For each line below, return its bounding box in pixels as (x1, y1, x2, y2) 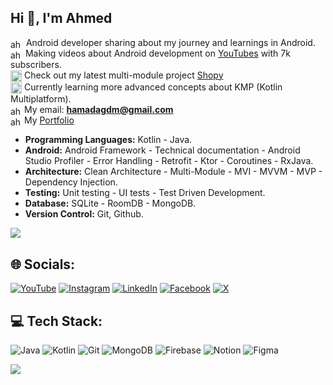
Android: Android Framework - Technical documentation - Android (24, 144, 301, 156)
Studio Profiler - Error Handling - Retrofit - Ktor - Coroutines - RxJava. (24, 155, 314, 167)
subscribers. (10, 58, 62, 70)
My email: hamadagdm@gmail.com (23, 104, 174, 115)
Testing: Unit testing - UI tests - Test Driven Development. (24, 187, 266, 199)
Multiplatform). (10, 93, 72, 105)
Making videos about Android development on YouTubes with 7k (24, 47, 291, 59)
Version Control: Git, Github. (24, 208, 144, 220)
